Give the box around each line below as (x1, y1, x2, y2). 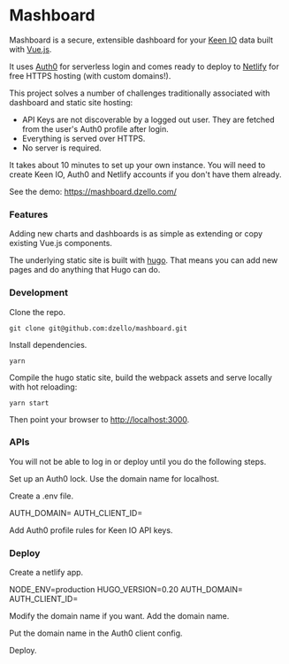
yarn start (9, 398, 49, 407)
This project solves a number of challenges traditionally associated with (9, 88, 270, 98)
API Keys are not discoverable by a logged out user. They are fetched (21, 114, 275, 125)
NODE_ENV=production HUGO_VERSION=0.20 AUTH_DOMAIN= (9, 584, 243, 595)
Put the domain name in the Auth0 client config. (9, 628, 183, 638)
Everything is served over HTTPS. (21, 133, 146, 143)
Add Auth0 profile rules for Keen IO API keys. (9, 524, 173, 536)
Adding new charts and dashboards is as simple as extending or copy (9, 228, 263, 239)
